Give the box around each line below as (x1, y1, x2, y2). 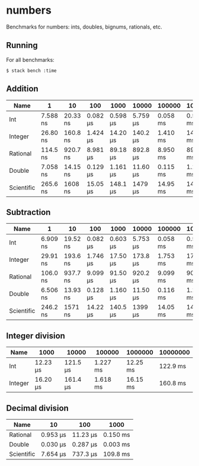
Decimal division (6, 403, 69, 413)
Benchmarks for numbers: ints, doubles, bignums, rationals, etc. (6, 23, 162, 30)
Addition (6, 84, 38, 94)
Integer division (6, 331, 65, 341)
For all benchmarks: (6, 56, 54, 63)
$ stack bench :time (6, 68, 57, 74)
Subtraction (6, 207, 51, 217)
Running (6, 40, 38, 50)
